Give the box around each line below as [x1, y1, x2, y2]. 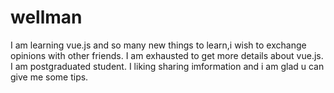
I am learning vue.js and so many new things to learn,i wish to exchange [10, 39, 307, 51]
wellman [10, 6, 83, 29]
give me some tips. [10, 71, 89, 83]
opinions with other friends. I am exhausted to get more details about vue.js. [10, 49, 324, 61]
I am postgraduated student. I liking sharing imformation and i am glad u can [10, 60, 325, 72]
